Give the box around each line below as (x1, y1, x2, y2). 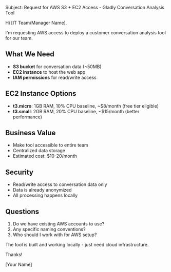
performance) (12, 114, 43, 120)
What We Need (5, 50, 55, 58)
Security (5, 168, 33, 176)
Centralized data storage (12, 148, 66, 154)
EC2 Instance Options (5, 89, 77, 98)
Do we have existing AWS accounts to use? (12, 221, 105, 227)
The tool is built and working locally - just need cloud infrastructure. (5, 242, 149, 248)
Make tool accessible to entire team (12, 142, 88, 148)
